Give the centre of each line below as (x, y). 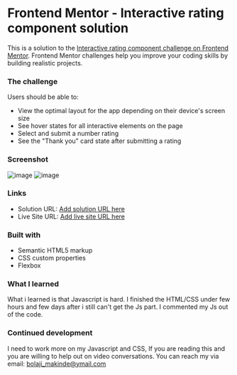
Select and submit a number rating (68, 134)
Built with (24, 235)
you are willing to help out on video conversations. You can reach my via (113, 356)
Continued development (50, 333)
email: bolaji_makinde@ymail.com (57, 364)
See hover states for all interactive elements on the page (100, 126)
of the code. (25, 315)
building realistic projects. (45, 63)
